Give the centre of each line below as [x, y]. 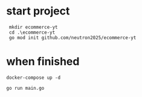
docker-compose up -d [34, 77]
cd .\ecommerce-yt [32, 32]
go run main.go [25, 88]
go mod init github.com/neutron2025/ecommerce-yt [73, 37]
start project [38, 11]
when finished [43, 62]
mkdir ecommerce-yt [34, 27]
